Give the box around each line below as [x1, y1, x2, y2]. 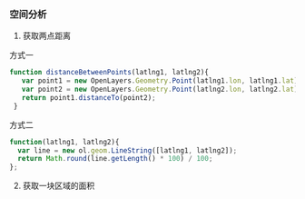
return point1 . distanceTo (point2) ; [21, 93, 156, 102]
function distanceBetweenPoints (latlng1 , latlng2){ [9, 68, 209, 77]
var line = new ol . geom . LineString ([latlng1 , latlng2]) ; [17, 145, 238, 155]
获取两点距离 [22, 30, 71, 42]
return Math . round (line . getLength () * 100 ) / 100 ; [17, 154, 213, 164]
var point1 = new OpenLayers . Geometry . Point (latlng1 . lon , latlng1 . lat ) [21, 76, 299, 85]
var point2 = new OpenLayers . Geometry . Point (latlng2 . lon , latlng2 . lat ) [21, 85, 299, 95]
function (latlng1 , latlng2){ [9, 137, 120, 146]
